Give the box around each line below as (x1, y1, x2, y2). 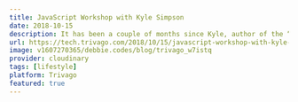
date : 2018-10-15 (9, 21, 74, 30)
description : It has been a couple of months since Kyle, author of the (9, 29, 284, 38)
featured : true (9, 79, 66, 88)
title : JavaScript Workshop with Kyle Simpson (9, 12, 184, 22)
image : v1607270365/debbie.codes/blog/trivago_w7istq (9, 46, 213, 55)
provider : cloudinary (9, 54, 90, 63)
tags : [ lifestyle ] (9, 63, 77, 72)
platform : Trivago (9, 71, 77, 80)
